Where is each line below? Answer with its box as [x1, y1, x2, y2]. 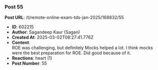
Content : [11, 40, 31, 46]
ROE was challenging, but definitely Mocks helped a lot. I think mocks [11, 45, 153, 51]
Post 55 [4, 3, 23, 10]
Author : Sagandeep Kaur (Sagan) [11, 29, 80, 35]
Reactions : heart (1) [11, 55, 53, 61]
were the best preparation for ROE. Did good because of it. [11, 50, 131, 56]
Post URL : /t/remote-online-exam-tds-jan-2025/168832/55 [4, 15, 124, 21]
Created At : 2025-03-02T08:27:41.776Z [11, 34, 94, 40]
